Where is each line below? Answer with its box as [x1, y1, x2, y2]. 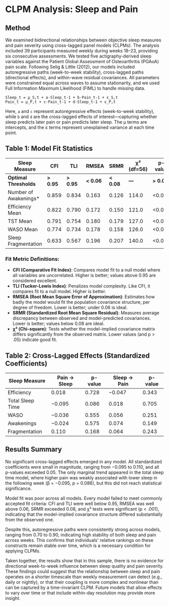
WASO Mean [8, 226, 38, 233]
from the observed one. [5, 516, 54, 523]
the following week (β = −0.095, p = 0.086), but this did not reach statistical [5, 480, 162, 486]
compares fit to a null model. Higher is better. [12, 289, 107, 295]
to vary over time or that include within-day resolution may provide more [5, 589, 155, 596]
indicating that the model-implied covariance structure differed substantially [5, 511, 163, 517]
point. [5, 130, 18, 136]
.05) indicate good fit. [12, 337, 57, 343]
